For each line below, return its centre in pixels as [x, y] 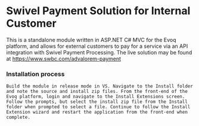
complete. [18, 117]
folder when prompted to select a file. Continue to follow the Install [98, 107]
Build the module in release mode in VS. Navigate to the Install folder [100, 86]
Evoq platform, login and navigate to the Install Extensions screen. [96, 97]
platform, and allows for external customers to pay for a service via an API [97, 46]
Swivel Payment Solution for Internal [98, 11]
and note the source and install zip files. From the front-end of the [97, 92]
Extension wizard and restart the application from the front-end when [97, 112]
